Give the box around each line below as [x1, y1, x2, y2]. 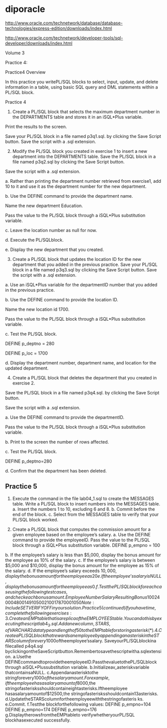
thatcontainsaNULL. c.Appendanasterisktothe [5, 669, 98, 675]
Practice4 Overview [5, 69, 46, 75]
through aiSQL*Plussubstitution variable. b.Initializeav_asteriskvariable [5, 664, 150, 670]
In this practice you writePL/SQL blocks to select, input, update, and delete [5, 79, 159, 85]
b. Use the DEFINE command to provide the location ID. [5, 296, 118, 302]
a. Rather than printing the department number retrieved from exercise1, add [5, 178, 162, 184]
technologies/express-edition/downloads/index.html [5, 25, 112, 31]
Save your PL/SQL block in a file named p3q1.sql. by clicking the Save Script [5, 133, 162, 139]
